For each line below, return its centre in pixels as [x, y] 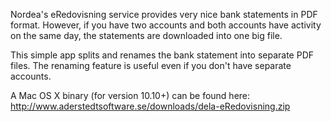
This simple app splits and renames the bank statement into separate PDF [162, 55]
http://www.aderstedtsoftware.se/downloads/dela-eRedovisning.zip [150, 106]
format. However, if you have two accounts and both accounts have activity [166, 25]
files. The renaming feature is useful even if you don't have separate [151, 65]
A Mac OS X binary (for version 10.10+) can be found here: [130, 95]
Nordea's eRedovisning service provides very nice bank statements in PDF [164, 14]
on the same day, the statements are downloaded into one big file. [146, 35]
